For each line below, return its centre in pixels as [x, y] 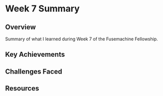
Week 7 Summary [42, 9]
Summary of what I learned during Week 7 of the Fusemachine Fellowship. [81, 39]
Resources [22, 88]
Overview [21, 27]
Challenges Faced [34, 71]
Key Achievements [35, 54]
